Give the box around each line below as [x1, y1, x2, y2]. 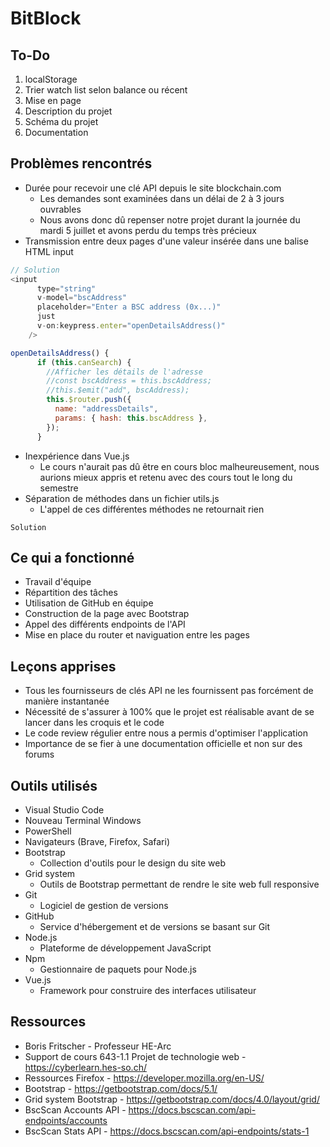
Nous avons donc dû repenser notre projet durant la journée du [39, 213, 301, 226]
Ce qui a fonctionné [10, 549, 135, 566]
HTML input [24, 245, 74, 257]
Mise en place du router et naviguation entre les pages [24, 629, 250, 641]
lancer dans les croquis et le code [24, 717, 165, 729]
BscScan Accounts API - [24, 1103, 127, 1116]
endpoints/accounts [24, 1114, 108, 1126]
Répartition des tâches [24, 587, 118, 599]
